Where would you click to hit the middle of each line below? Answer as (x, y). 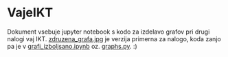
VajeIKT (30, 13)
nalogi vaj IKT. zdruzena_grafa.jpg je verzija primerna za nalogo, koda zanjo (114, 38)
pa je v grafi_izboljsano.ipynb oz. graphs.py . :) (72, 46)
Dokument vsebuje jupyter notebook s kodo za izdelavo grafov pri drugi (109, 32)
